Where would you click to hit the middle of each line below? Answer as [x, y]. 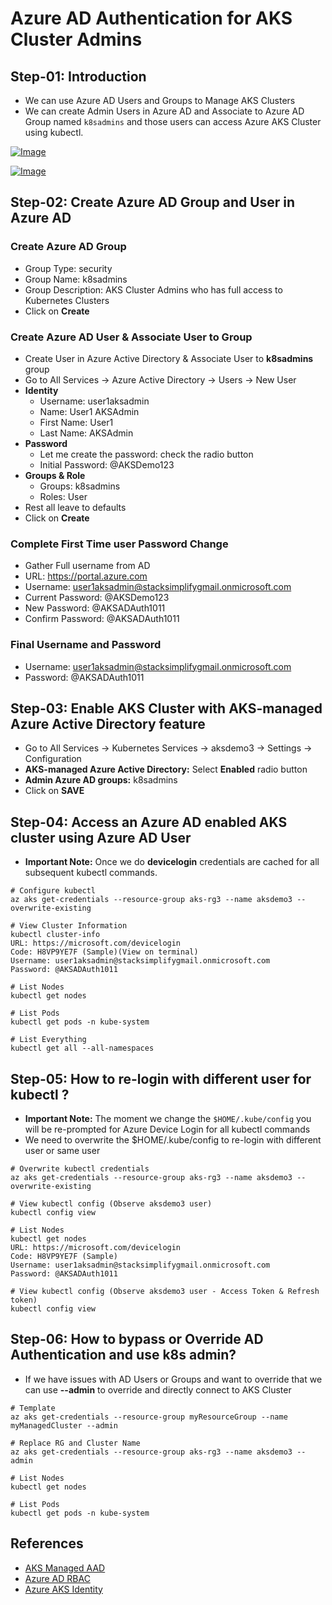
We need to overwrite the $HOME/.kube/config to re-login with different [173, 1140]
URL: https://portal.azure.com [86, 576]
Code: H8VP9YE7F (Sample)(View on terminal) [104, 952]
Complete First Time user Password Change [119, 544]
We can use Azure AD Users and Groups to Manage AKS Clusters [160, 100]
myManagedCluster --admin [64, 1425]
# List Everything [48, 1040]
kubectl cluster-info [55, 935]
